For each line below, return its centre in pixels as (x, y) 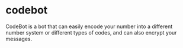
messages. (19, 39)
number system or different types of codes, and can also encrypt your (91, 32)
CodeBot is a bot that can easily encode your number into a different (89, 26)
